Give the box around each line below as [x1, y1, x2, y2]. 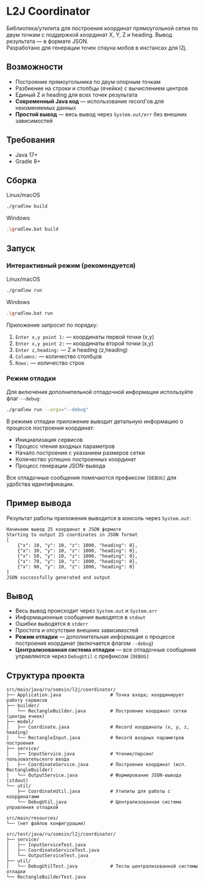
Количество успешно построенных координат [15, 455, 136, 463]
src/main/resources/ [6, 815, 59, 821]
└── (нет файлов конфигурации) [6, 821, 86, 827]
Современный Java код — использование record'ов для [15, 97, 164, 105]
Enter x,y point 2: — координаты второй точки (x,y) [15, 340, 154, 347]
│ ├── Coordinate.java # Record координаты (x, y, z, [6, 724, 190, 731]
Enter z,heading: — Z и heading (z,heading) [15, 346, 128, 353]
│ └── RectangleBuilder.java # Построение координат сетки [6, 708, 188, 714]
